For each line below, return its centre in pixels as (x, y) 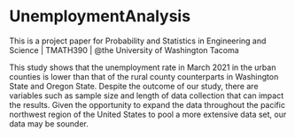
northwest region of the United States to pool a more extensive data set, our (148, 114)
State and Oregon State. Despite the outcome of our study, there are (134, 86)
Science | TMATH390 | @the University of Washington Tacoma (124, 50)
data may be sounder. (49, 123)
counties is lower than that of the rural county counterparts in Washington (144, 76)
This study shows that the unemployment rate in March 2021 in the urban (143, 67)
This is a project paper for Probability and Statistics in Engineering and (138, 41)
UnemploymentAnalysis (100, 16)
